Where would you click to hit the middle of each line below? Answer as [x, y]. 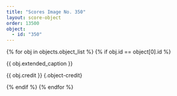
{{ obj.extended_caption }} [40, 64]
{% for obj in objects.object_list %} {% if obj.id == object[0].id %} [89, 52]
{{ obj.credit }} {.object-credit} [44, 75]
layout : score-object [34, 18]
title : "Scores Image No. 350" [46, 12]
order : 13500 [23, 23]
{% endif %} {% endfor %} [40, 87]
